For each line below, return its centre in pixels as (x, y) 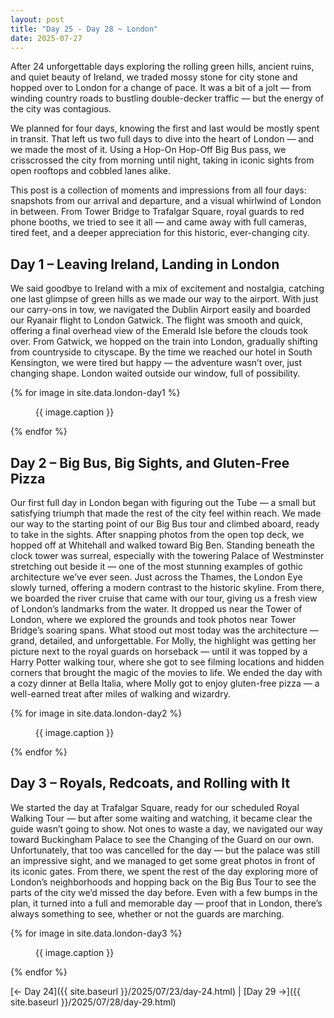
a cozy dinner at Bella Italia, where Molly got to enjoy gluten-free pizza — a (165, 683)
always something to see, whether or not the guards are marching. (147, 913)
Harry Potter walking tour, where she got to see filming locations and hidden (167, 662)
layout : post (37, 19)
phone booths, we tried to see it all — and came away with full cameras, (158, 222)
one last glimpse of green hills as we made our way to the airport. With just (164, 299)
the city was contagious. (61, 109)
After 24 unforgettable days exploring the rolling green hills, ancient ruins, (162, 67)
